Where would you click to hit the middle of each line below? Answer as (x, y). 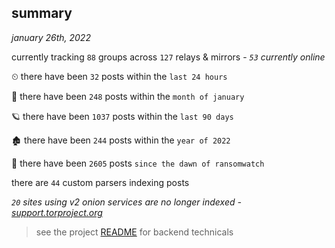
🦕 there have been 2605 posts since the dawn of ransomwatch (138, 163)
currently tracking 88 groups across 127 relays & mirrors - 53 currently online (168, 57)
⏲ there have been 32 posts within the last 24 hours (119, 76)
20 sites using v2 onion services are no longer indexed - (126, 202)
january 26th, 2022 (51, 37)
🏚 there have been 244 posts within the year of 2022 (121, 140)
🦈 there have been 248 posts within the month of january (128, 96)
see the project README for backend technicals (134, 232)
